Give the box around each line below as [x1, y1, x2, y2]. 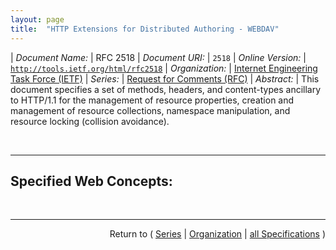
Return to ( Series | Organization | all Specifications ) [109, 228, 326, 240]
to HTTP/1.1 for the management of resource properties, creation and [10, 94, 295, 106]
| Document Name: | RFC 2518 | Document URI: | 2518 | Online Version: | [10, 51, 307, 63]
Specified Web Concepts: [10, 172, 173, 190]
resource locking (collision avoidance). [10, 115, 170, 127]
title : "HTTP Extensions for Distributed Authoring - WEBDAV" [10, 24, 280, 34]
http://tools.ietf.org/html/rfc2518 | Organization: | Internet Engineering [10, 62, 318, 74]
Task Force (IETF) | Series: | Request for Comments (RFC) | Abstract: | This [10, 72, 320, 85]
